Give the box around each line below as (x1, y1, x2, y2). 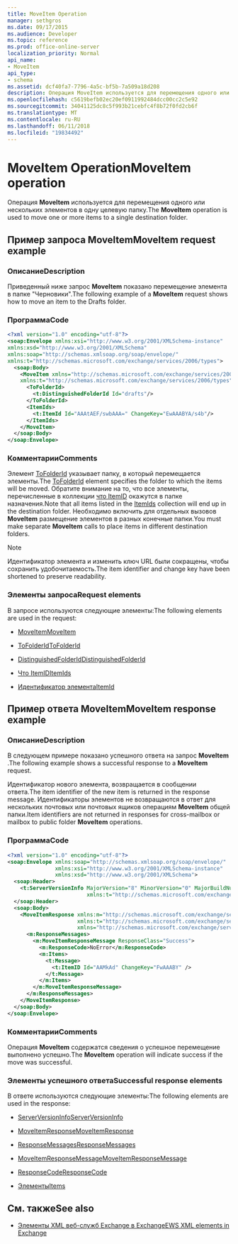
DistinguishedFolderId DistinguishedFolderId (17, 655, 146, 663)
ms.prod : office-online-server (7, 43, 100, 50)
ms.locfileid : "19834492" (7, 129, 84, 136)
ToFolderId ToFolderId (17, 641, 81, 650)
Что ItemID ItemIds (17, 668, 72, 677)
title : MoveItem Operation (7, 10, 87, 18)
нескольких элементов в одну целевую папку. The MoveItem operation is (7, 206, 228, 214)
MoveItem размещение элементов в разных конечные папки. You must (7, 515, 222, 523)
